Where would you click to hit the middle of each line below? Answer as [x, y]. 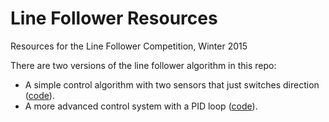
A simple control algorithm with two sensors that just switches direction [172, 84]
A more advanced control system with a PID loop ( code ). [141, 106]
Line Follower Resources [114, 18]
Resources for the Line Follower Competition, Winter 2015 [129, 46]
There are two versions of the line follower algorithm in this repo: [143, 65]
